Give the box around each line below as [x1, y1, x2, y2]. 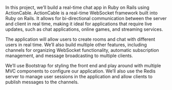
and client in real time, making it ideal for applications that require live [5, 21, 152, 27]
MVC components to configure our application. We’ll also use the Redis [5, 68, 156, 74]
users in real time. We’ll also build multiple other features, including [5, 42, 147, 48]
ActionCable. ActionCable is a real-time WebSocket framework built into [5, 10, 158, 16]
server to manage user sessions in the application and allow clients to [5, 74, 153, 79]
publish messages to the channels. [5, 79, 79, 85]
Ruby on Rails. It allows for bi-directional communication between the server [5, 15, 167, 21]
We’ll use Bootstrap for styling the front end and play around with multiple [5, 63, 161, 68]
